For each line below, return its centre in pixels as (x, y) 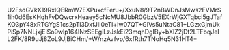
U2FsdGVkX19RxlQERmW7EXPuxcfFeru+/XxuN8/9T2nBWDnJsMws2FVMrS (114, 10)
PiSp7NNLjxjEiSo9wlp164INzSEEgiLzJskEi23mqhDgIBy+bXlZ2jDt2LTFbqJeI (113, 32)
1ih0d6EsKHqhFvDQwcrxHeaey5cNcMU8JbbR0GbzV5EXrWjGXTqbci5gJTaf (115, 17)
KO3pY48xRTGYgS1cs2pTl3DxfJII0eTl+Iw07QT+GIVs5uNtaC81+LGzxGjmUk (114, 24)
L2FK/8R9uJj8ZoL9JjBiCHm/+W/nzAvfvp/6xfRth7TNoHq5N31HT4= (102, 39)
